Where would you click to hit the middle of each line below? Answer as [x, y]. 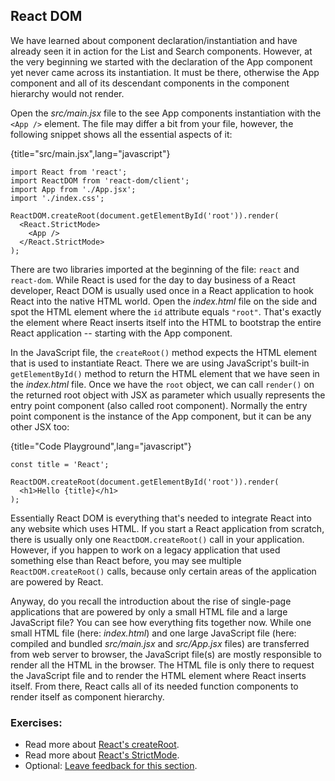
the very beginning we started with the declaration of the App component [161, 61]
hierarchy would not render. [67, 93]
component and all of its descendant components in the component [150, 83]
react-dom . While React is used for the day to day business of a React [153, 280]
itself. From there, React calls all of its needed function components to [154, 686]
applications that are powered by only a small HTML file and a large [149, 611]
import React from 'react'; [69, 172]
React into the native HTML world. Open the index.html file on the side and [164, 301]
